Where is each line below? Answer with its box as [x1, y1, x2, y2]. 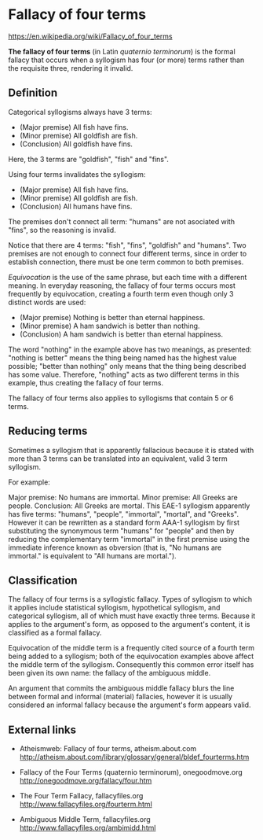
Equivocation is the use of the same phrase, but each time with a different [8, 272, 247, 282]
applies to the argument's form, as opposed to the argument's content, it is [8, 620, 250, 629]
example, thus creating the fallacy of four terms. [8, 378, 164, 387]
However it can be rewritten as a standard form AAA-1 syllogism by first [8, 518, 239, 527]
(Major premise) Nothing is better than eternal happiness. [19, 312, 206, 322]
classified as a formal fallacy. [8, 628, 102, 638]
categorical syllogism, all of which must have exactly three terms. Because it [8, 611, 256, 621]
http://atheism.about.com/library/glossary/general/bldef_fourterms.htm [19, 753, 250, 762]
